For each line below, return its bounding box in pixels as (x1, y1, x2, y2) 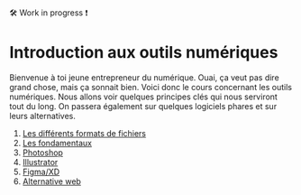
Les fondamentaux (22, 137, 93, 148)
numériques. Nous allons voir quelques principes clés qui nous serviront (9, 91, 278, 102)
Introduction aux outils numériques (9, 42, 278, 63)
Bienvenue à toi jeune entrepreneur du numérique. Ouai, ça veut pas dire (9, 71, 279, 83)
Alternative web (22, 175, 81, 187)
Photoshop (22, 147, 63, 158)
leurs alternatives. (9, 110, 77, 121)
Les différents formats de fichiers (22, 127, 147, 138)
